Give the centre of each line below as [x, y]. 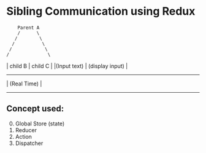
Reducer [26, 130]
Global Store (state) [40, 124]
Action [24, 136]
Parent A [29, 28]
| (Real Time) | [24, 84]
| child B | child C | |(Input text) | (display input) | [67, 66]
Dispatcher [29, 143]
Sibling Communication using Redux [101, 11]
